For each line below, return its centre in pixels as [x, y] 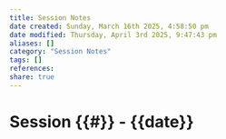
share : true [32, 77]
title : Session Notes [50, 18]
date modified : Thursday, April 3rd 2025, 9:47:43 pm [113, 35]
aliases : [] [32, 43]
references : [32, 69]
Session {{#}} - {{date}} [102, 121]
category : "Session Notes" [60, 52]
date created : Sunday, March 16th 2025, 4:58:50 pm [109, 26]
